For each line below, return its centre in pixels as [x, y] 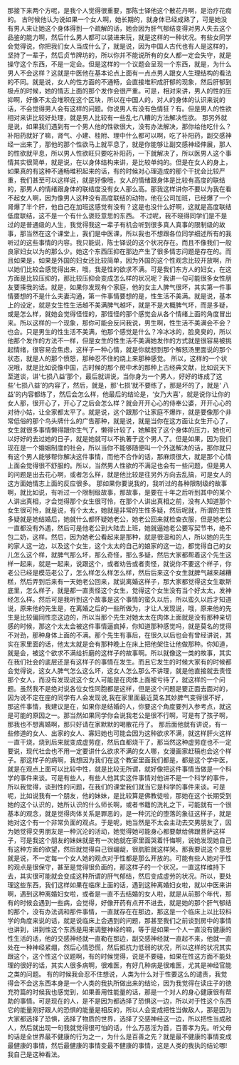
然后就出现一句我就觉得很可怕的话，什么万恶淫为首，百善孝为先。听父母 [126, 1028]
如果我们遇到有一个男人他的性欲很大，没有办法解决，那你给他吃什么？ [129, 126]
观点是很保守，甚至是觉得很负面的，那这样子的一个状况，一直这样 [110, 867]
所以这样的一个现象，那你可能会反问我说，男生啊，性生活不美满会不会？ [126, 323]
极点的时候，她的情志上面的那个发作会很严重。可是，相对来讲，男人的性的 [116, 91]
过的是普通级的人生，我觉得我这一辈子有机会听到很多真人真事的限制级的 [113, 224]
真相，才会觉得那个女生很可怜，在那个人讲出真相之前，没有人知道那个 [129, 501]
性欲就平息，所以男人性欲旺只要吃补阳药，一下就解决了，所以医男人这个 [119, 153]
